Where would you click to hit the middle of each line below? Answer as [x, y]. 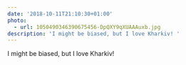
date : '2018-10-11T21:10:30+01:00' [60, 14]
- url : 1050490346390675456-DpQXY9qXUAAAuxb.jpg [87, 27]
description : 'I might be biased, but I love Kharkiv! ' [94, 34]
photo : [17, 20]
